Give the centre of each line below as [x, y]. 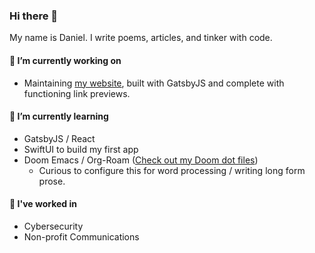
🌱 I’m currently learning [59, 116]
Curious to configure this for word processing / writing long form [172, 170]
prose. [52, 181]
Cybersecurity [53, 226]
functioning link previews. [77, 93]
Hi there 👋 [34, 16]
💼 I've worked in [43, 204]
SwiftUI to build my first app [81, 149]
